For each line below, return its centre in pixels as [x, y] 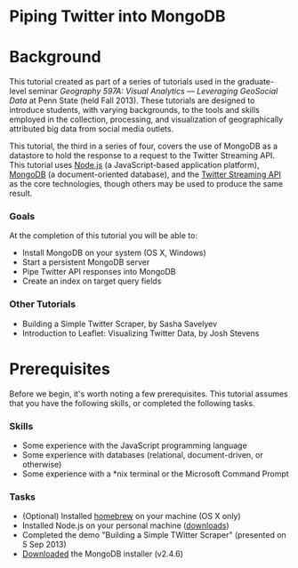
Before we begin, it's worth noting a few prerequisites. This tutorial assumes [149, 394]
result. [21, 194]
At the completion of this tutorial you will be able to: [104, 236]
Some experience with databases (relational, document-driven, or [143, 454]
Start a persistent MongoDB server [86, 262]
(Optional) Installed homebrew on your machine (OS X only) [132, 516]
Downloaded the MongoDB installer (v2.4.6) [103, 554]
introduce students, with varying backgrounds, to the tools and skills [134, 110]
